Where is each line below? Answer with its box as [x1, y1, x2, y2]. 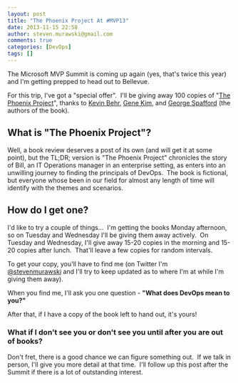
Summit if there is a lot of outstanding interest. [7, 367, 144, 376]
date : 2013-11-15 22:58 [7, 23, 78, 31]
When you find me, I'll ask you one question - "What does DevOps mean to [7, 288, 230, 297]
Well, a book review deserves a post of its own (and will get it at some [7, 145, 212, 154]
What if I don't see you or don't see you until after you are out [7, 327, 223, 337]
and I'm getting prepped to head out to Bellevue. [7, 77, 150, 85]
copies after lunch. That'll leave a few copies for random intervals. [16, 246, 213, 254]
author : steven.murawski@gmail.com [7, 30, 113, 38]
